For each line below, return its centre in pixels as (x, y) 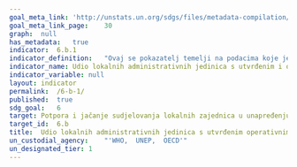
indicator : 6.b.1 (43, 50)
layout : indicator (43, 83)
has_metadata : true (49, 42)
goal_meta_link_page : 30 (61, 26)
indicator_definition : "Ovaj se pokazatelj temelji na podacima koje (144, 58)
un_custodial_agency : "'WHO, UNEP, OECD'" (99, 140)
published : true (41, 99)
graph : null (33, 34)
